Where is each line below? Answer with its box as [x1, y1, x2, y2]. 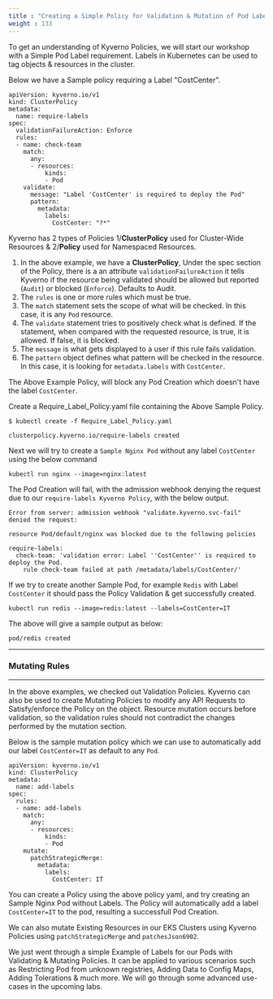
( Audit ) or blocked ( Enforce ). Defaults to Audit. [19, 283, 177, 293]
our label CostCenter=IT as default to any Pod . [8, 745, 160, 755]
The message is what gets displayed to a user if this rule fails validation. [19, 343, 257, 354]
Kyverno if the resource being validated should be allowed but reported [19, 274, 259, 285]
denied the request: [8, 516, 79, 524]
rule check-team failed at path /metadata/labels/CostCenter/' [23, 565, 242, 574]
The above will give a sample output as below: [8, 618, 163, 628]
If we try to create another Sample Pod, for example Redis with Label [8, 579, 238, 590]
